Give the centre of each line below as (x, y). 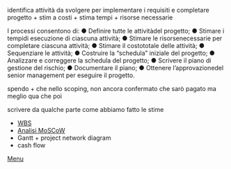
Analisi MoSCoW (41, 130)
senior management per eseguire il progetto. (71, 75)
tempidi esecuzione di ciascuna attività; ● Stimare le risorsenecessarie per (115, 38)
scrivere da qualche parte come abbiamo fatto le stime (86, 110)
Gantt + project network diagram (64, 138)
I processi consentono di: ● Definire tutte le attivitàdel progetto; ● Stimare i (116, 31)
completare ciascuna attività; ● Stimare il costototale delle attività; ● (106, 46)
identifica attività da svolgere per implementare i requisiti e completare (109, 10)
